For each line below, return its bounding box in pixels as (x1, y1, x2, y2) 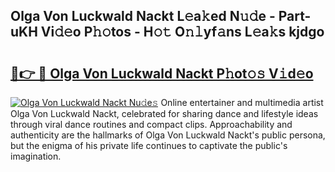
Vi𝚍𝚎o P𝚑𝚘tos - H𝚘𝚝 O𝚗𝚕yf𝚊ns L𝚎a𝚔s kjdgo (40, 24, 325, 41)
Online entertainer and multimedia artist (160, 97, 324, 108)
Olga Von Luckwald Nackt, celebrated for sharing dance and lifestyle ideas (10, 108, 319, 119)
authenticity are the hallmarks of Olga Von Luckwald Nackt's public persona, (10, 129, 326, 141)
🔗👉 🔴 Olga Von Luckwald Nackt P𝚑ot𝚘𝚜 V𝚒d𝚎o (10, 65, 314, 82)
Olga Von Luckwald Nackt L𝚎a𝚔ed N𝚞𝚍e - (10, 8, 276, 25)
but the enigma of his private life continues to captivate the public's (10, 140, 288, 151)
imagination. (10, 150, 62, 162)
